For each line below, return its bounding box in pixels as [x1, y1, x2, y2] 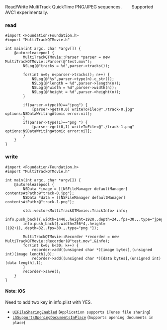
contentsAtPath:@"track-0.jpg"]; [5, 190, 75, 196]
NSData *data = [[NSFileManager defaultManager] [23, 195, 126, 200]
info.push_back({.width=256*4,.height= [23, 221, 106, 226]
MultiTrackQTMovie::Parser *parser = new [23, 55, 110, 60]
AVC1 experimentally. [5, 9, 49, 15]
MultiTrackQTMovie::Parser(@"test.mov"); [5, 59, 92, 64]
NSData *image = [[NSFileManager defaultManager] [23, 186, 128, 191]
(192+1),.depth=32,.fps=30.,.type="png [5, 225, 88, 231]
